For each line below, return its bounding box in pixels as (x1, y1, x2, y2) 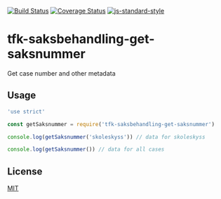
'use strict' (7, 108, 46, 115)
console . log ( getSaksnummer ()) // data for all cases (7, 146, 165, 153)
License (7, 165, 43, 177)
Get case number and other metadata (7, 69, 116, 77)
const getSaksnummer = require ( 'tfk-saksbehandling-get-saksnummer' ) (7, 121, 215, 128)
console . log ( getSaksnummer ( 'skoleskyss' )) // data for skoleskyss (7, 133, 206, 140)
